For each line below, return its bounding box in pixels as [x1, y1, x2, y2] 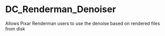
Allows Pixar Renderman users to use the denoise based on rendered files [5, 20, 160, 26]
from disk [5, 25, 25, 31]
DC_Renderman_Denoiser [5, 4, 116, 15]
